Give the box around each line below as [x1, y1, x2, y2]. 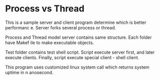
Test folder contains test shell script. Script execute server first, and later [5, 49, 155, 55]
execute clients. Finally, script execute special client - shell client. [5, 54, 140, 60]
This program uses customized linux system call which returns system [5, 64, 150, 70]
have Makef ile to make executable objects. [5, 39, 94, 45]
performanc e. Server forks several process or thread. [5, 24, 116, 30]
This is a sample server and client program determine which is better [5, 19, 147, 25]
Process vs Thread [5, 3, 85, 14]
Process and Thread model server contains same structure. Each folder [5, 34, 152, 40]
